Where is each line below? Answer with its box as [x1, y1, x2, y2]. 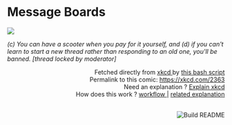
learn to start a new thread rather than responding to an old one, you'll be [7, 47, 217, 55]
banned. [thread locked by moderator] [7, 55, 117, 63]
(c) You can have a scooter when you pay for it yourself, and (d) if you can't [7, 39, 224, 48]
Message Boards [7, 4, 106, 20]
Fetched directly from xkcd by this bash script [94, 68, 225, 76]
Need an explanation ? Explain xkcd [124, 82, 225, 90]
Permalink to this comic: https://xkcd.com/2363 [89, 75, 225, 84]
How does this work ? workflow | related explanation [75, 90, 225, 98]
